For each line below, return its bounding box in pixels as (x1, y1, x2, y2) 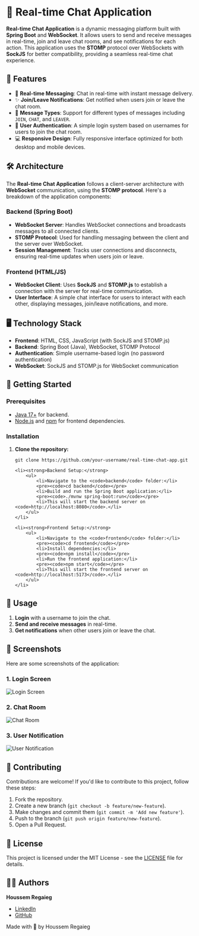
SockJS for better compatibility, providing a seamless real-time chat (6, 50, 173, 57)
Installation (6, 432, 40, 440)
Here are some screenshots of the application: (6, 660, 120, 667)
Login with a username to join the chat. (14, 614, 111, 621)
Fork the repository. (14, 796, 64, 803)
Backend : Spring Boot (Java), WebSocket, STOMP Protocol (14, 343, 160, 350)
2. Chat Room (6, 703, 46, 711)
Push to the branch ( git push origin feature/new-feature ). (14, 815, 162, 822)
